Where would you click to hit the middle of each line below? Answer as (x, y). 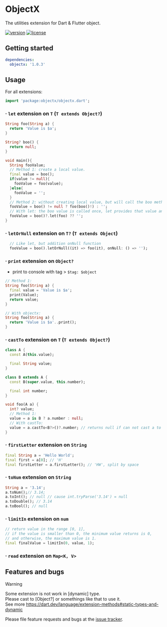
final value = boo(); (32, 174)
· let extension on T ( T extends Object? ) (54, 114)
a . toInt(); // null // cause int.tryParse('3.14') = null (66, 497)
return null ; (23, 147)
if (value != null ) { (30, 179)
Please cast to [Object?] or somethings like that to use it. (63, 599)
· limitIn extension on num (37, 519)
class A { (15, 350)
